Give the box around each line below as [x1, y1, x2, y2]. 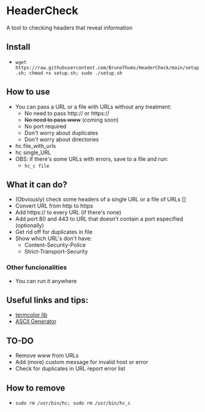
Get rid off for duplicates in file [15, 228, 93, 236]
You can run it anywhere [15, 277, 77, 284]
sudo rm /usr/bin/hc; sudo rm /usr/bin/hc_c [15, 400, 131, 406]
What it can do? [6, 179, 67, 190]
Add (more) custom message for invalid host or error [15, 359, 149, 366]
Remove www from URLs [15, 352, 79, 359]
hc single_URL [15, 149, 51, 156]
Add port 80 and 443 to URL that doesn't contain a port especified [15, 216, 184, 223]
